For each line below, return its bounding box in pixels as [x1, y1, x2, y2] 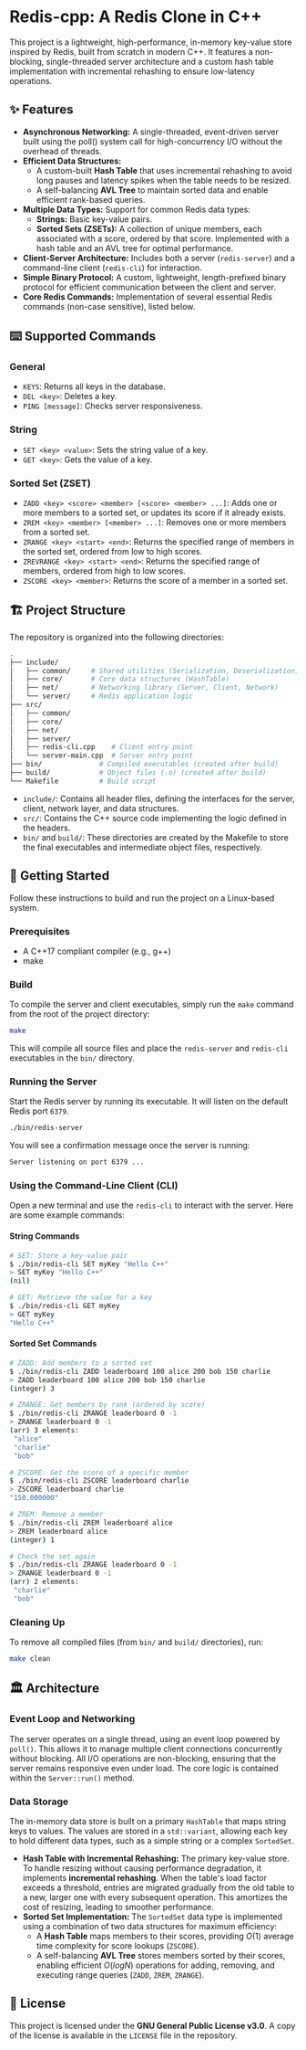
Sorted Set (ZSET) [9, 477, 91, 490]
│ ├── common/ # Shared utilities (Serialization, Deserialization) [9, 666, 300, 675]
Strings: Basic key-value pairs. [36, 213, 153, 225]
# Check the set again [9, 1551, 96, 1561]
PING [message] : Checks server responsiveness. [22, 400, 203, 412]
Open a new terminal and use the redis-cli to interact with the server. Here [9, 1199, 294, 1211]
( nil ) [9, 1276, 30, 1285]
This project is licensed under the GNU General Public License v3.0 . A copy [9, 2020, 296, 2031]
